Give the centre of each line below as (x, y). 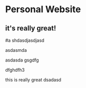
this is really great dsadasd (33, 80)
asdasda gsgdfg (22, 60)
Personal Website (43, 9)
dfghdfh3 (15, 70)
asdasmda (16, 50)
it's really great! (31, 28)
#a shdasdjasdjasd (25, 40)
